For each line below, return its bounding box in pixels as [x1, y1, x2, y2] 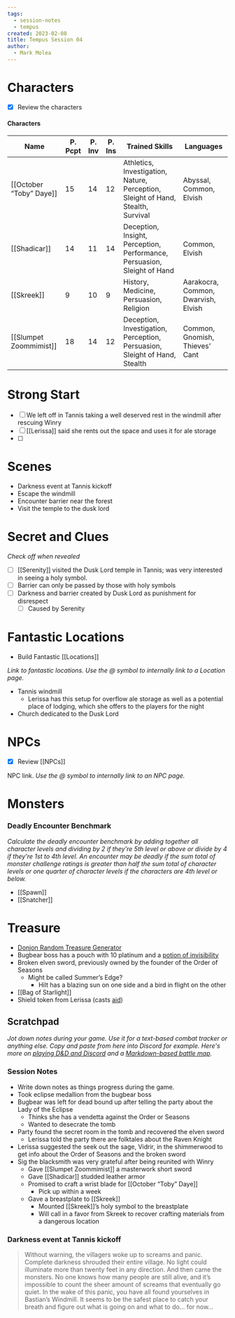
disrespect [17, 597, 49, 606]
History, [123, 277, 149, 287]
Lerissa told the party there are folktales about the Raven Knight [27, 1135, 212, 1143]
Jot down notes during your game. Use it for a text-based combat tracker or [7, 1034, 227, 1043]
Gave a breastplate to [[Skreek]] [27, 1194, 121, 1203]
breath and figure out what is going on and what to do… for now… [24, 1303, 214, 1311]
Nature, [123, 175, 148, 185]
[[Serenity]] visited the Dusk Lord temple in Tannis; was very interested [17, 566, 222, 574]
